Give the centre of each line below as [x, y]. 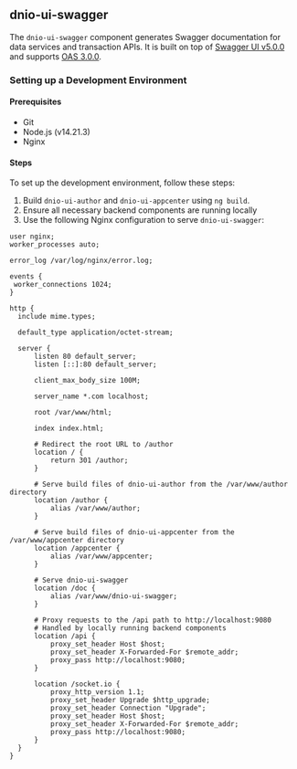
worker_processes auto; [55, 245]
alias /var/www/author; [95, 509]
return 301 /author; [89, 460]
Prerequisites [36, 102]
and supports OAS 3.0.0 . [56, 56]
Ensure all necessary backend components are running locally [140, 210]
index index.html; [69, 428]
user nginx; [32, 237]
